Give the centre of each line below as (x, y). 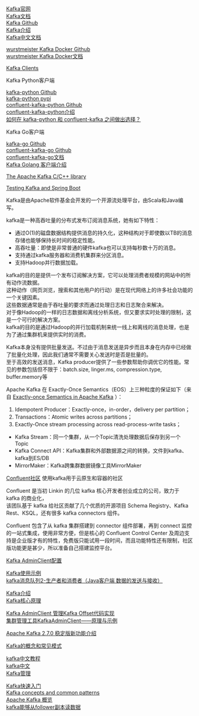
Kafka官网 (18, 9)
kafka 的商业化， (27, 498)
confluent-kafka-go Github (39, 150)
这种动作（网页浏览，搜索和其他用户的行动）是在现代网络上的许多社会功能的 (99, 290)
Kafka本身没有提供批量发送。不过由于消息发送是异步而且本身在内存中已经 (96, 347)
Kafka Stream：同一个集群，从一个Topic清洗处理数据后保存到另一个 (98, 437)
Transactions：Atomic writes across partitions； (73, 417)
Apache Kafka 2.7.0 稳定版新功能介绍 (51, 633)
